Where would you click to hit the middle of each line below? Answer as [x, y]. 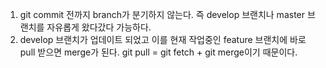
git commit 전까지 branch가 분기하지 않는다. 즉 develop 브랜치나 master [162, 14]
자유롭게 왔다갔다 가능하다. [99, 27]
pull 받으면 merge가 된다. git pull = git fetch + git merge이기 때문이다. [158, 52]
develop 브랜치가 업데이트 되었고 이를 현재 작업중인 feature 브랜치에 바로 [163, 39]
